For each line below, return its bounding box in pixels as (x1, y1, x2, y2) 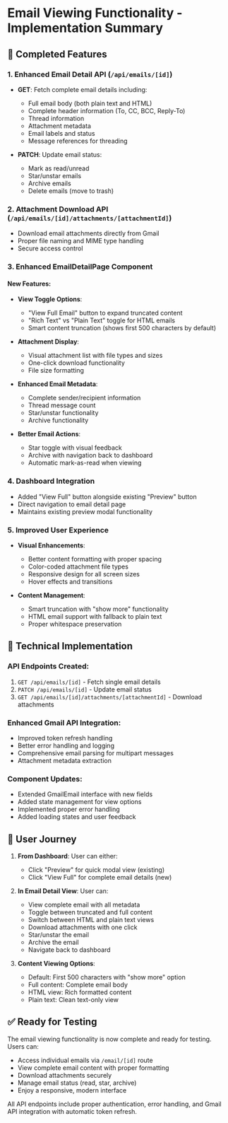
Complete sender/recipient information (28, 394, 141, 402)
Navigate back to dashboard (28, 945, 111, 954)
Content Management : (17, 590, 86, 599)
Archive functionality (28, 416, 89, 425)
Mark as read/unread (28, 164, 90, 173)
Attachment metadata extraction (17, 756, 112, 764)
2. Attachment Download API (7, 204, 109, 214)
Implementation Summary (7, 20, 164, 36)
